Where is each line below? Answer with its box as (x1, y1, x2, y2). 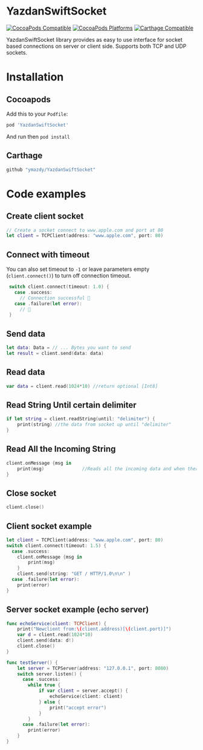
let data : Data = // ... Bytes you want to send (6, 345, 131, 351)
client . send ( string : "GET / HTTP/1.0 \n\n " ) (17, 571, 131, 577)
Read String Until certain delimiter (6, 400, 137, 410)
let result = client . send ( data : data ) (6, 350, 104, 356)
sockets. (6, 48, 28, 56)
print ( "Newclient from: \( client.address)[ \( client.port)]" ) (17, 626, 172, 632)
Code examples (6, 187, 86, 201)
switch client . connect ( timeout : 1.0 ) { (8, 284, 110, 290)
